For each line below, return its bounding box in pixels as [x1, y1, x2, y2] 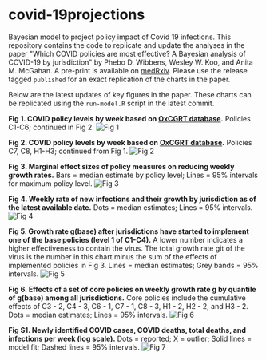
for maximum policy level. [8, 178, 93, 188]
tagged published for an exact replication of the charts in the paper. [8, 74, 231, 84]
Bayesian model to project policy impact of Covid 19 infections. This [8, 32, 232, 42]
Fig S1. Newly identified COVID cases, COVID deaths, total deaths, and [8, 325, 246, 334]
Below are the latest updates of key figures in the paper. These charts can [8, 89, 252, 99]
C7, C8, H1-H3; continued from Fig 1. [8, 146, 129, 156]
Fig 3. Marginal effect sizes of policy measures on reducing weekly [8, 161, 235, 171]
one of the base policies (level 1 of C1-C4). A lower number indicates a [8, 235, 244, 244]
